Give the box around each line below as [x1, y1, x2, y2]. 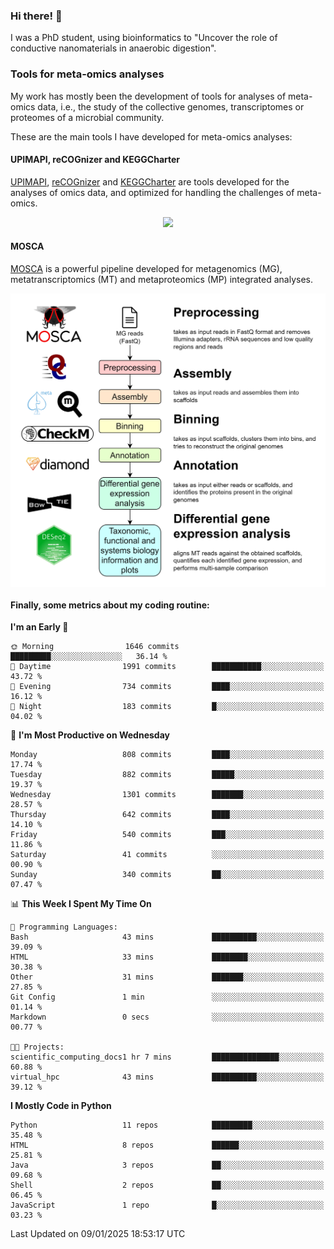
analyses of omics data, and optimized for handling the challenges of [10, 186, 295, 198]
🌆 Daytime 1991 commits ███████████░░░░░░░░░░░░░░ [10, 662, 325, 672]
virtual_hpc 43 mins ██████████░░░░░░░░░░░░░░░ [10, 1072, 325, 1083]
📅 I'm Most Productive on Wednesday [10, 729, 170, 741]
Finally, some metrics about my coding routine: [10, 599, 210, 611]
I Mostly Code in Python [10, 1100, 112, 1112]
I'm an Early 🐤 [10, 621, 69, 633]
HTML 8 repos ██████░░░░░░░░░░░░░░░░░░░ [10, 1140, 325, 1151]
